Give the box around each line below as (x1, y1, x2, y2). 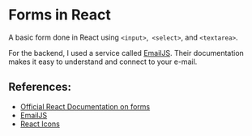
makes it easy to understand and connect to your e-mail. (8, 57, 198, 66)
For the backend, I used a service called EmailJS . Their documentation (8, 48, 245, 57)
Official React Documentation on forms (19, 101, 151, 111)
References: (8, 80, 71, 94)
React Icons (19, 119, 61, 129)
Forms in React (8, 6, 111, 24)
